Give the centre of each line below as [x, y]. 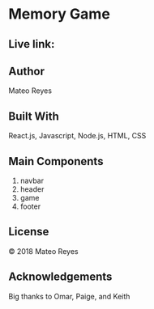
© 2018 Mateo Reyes [43, 251]
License [29, 232]
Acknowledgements [60, 277]
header [32, 189]
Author [26, 71]
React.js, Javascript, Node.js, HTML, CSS [77, 136]
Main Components [56, 161]
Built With [34, 116]
